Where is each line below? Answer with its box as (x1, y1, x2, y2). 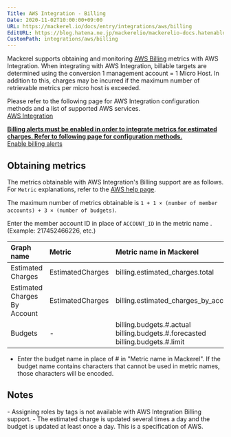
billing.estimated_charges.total (115, 267, 214, 277)
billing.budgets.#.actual (115, 319, 191, 329)
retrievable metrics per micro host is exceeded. (7, 84, 141, 92)
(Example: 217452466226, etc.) (7, 226, 96, 235)
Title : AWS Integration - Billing (7, 10, 107, 17)
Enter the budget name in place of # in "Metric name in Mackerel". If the (16, 354, 221, 363)
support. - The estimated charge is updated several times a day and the (7, 414, 210, 423)
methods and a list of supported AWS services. (7, 105, 141, 113)
